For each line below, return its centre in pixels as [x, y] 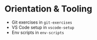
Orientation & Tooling [48, 9]
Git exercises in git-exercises [42, 22]
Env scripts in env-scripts [38, 32]
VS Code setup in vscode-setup [43, 27]
